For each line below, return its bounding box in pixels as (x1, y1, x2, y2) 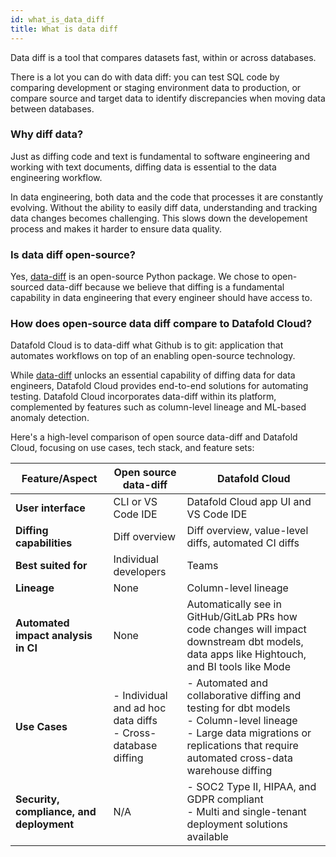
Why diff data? (10, 127, 84, 141)
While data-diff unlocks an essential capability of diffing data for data (10, 369, 296, 381)
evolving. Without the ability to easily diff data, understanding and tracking (10, 201, 318, 213)
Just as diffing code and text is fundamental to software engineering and (10, 150, 310, 162)
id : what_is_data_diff (10, 14, 105, 25)
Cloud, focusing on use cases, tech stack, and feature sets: (10, 442, 255, 454)
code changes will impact (186, 622, 307, 636)
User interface (15, 501, 86, 515)
